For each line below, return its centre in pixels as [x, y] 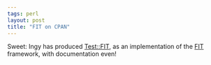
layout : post [26, 20]
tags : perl [23, 14]
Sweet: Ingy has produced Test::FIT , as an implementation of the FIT [105, 47]
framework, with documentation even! [62, 54]
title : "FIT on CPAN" [39, 27]
